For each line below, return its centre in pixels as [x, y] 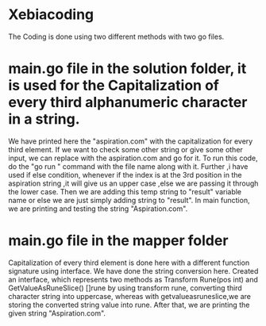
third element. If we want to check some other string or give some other [126, 149]
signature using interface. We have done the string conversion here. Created [133, 270]
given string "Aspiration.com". [57, 313]
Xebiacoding [51, 15]
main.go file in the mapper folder [118, 241]
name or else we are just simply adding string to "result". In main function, [129, 200]
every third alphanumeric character [128, 103]
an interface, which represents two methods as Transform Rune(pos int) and [133, 279]
